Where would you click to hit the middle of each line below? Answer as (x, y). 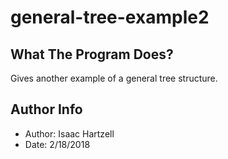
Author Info (46, 109)
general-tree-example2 (110, 17)
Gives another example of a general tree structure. (114, 78)
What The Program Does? (92, 54)
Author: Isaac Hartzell (69, 133)
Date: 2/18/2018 (57, 144)
